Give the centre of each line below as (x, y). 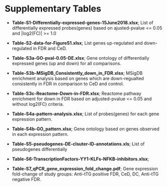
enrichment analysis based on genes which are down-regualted (78, 78)
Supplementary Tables (53, 9)
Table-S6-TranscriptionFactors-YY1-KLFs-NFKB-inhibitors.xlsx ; (80, 159)
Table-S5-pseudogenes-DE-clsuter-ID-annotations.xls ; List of (78, 144)
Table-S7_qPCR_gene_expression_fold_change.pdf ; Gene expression (85, 168)
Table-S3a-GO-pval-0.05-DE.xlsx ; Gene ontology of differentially (80, 58)
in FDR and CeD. (50, 48)
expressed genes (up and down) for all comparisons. (66, 63)
